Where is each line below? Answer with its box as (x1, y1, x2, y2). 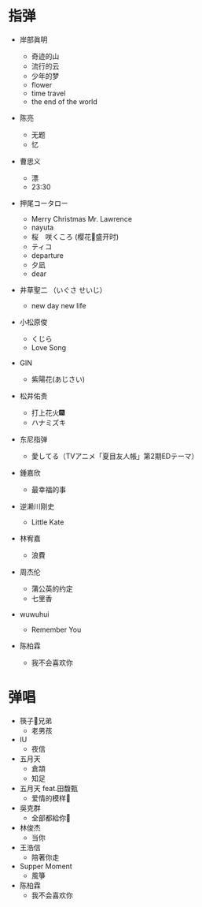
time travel (31, 88, 66, 98)
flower (31, 80, 53, 89)
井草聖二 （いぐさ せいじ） (19, 285, 107, 294)
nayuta (31, 222, 54, 232)
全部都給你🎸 (31, 813, 71, 823)
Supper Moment (19, 861, 72, 871)
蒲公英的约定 (31, 584, 73, 593)
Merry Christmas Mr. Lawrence (31, 214, 132, 223)
